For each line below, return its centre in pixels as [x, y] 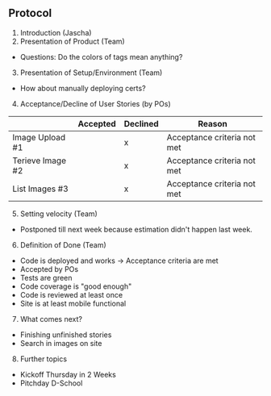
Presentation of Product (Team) [72, 41]
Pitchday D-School [51, 383]
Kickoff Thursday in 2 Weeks [68, 374]
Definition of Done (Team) [63, 244]
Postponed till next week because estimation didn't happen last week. [136, 229]
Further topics [43, 359]
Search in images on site [61, 343]
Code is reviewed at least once [71, 294]
